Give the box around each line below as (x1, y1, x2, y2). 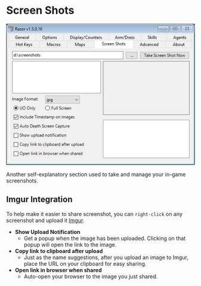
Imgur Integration (6, 194, 73, 205)
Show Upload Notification (14, 228, 81, 235)
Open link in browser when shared (14, 266, 102, 273)
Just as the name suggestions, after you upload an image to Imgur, (23, 254, 188, 261)
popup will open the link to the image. (23, 241, 117, 248)
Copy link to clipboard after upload (14, 247, 103, 254)
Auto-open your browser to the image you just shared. (23, 273, 158, 280)
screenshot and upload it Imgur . (6, 217, 85, 224)
